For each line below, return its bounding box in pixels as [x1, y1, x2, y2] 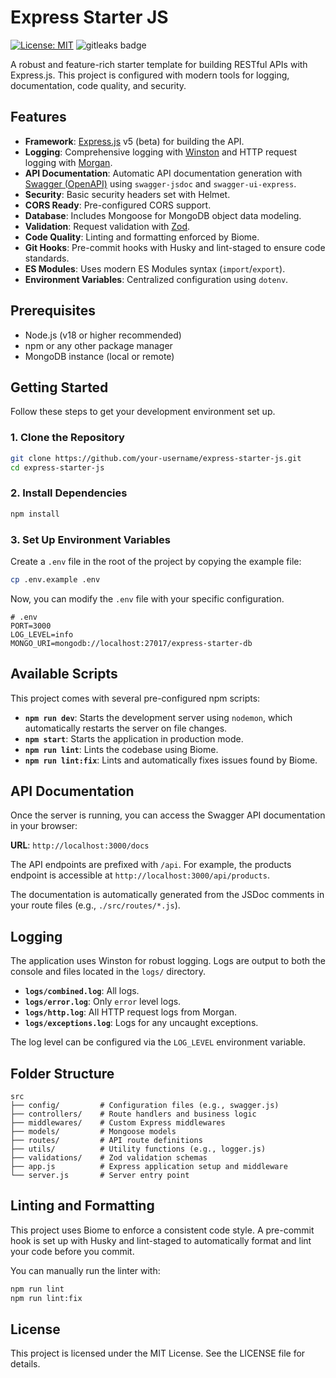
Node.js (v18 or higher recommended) [24, 329, 182, 341]
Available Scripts [10, 666, 118, 683]
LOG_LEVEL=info [10, 629, 74, 640]
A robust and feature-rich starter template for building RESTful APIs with [10, 58, 308, 70]
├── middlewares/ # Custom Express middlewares [10, 1118, 226, 1128]
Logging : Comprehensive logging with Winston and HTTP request [24, 146, 298, 158]
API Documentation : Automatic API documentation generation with [24, 167, 303, 179]
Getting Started [10, 379, 109, 396]
